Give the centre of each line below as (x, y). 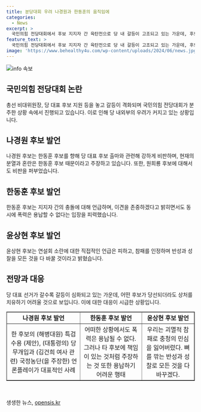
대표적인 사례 (58, 370)
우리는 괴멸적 (165, 329)
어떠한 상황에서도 (107, 329)
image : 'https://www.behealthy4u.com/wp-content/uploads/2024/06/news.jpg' (103, 51)
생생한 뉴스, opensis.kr (33, 402)
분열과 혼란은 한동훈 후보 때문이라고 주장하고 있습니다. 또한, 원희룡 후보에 (92, 163)
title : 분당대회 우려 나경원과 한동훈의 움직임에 (58, 12)
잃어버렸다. (168, 347)
